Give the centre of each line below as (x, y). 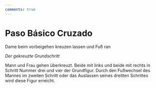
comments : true (20, 9)
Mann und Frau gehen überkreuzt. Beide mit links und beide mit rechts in (78, 65)
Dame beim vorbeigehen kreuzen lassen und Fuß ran (58, 47)
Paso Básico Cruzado (49, 33)
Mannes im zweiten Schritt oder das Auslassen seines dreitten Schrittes (77, 75)
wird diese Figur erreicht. (30, 80)
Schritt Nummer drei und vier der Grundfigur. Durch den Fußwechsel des (78, 70)
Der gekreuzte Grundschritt (32, 56)
